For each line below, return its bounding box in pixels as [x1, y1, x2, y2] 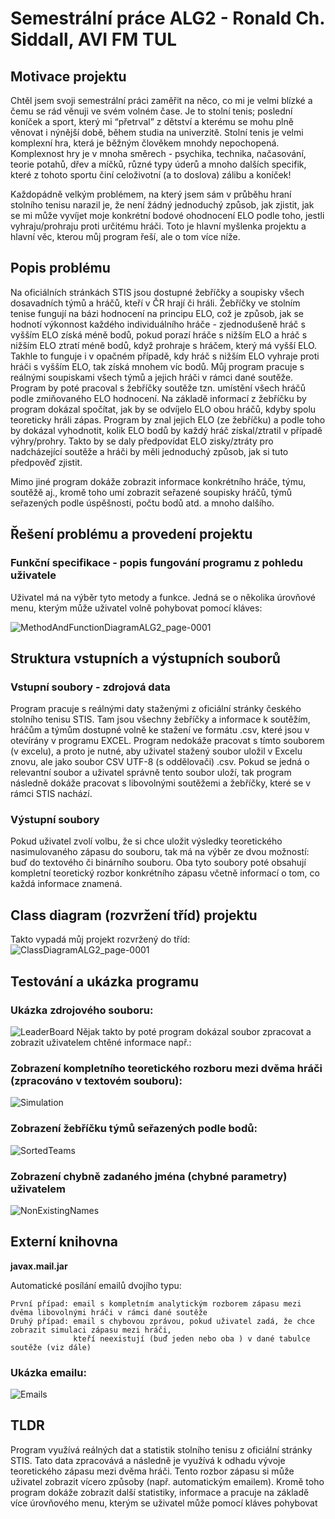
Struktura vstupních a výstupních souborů [10, 650, 281, 667]
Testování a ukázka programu [10, 973, 200, 990]
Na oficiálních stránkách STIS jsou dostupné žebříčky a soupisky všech [10, 286, 305, 298]
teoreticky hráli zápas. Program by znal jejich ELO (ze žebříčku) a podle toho [10, 413, 326, 426]
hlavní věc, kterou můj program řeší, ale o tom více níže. [10, 231, 241, 242]
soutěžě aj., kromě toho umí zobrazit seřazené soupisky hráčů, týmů [10, 486, 292, 498]
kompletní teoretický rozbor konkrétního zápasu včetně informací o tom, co [10, 867, 320, 879]
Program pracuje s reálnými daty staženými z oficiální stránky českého [10, 703, 302, 715]
